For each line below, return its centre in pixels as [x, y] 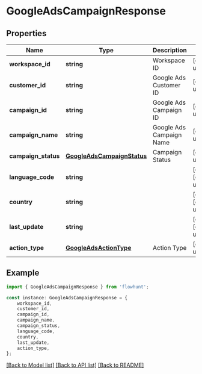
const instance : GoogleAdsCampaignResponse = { [67, 298]
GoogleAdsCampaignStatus [106, 156]
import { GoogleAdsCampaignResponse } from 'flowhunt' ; [78, 287]
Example [23, 273]
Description [170, 50]
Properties [26, 33]
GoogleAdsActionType [98, 248]
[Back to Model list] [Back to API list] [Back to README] [75, 365]
